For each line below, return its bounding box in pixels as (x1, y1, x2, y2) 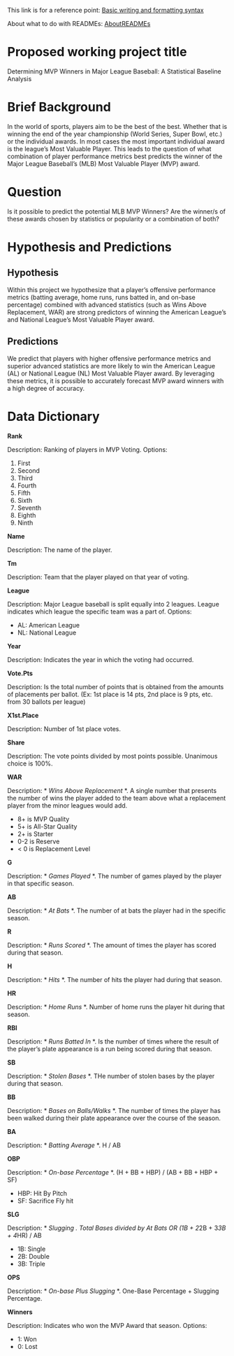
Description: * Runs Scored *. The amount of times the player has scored (7, 941, 217, 949)
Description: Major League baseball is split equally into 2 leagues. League (7, 600, 220, 608)
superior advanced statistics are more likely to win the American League (7, 361, 215, 370)
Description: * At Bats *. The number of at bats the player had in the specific (7, 906, 226, 915)
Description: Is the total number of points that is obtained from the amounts (7, 682, 224, 691)
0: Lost (17, 1342, 38, 1350)
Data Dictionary (7, 408, 100, 424)
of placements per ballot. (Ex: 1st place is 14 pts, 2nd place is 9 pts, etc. (7, 690, 213, 698)
